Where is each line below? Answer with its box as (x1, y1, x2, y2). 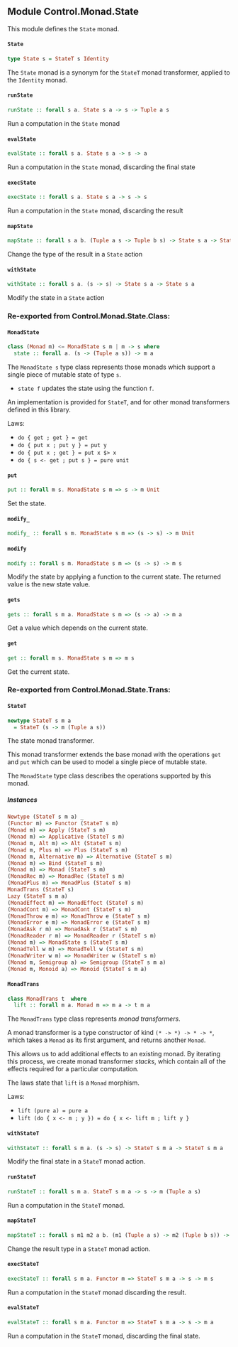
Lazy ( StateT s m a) (7, 892, 69, 900)
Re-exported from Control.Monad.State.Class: (7, 311, 171, 321)
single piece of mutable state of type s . (7, 370, 122, 379)
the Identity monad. (7, 75, 68, 84)
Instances (7, 795, 38, 804)
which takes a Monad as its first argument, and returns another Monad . (7, 1036, 206, 1044)
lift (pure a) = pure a (17, 1107, 89, 1115)
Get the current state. (7, 667, 70, 676)
